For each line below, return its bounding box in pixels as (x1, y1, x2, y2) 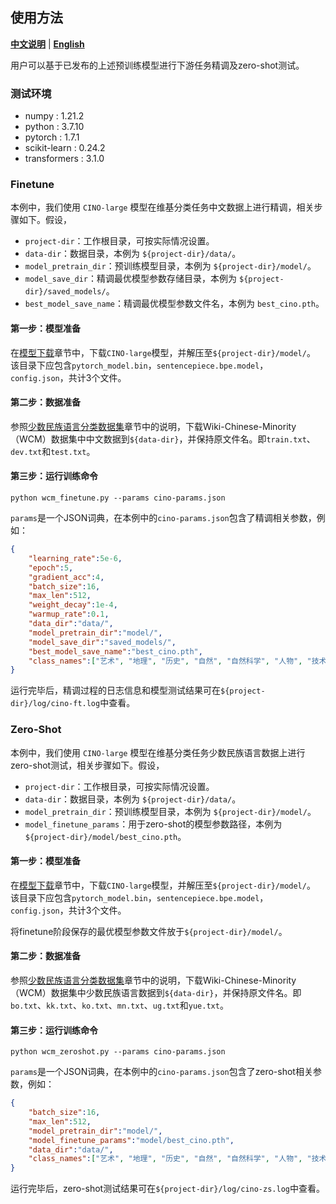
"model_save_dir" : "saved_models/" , (28, 637, 177, 647)
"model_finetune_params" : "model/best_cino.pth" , (28, 1135, 235, 1145)
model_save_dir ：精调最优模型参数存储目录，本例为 (24, 273, 238, 285)
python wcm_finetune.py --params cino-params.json (10, 493, 226, 503)
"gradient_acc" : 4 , (28, 572, 105, 582)
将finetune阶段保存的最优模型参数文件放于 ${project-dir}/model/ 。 (10, 925, 288, 937)
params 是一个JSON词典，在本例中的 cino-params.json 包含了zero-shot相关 (10, 1066, 313, 1078)
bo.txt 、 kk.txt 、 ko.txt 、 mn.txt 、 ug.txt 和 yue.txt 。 (10, 999, 229, 1011)
